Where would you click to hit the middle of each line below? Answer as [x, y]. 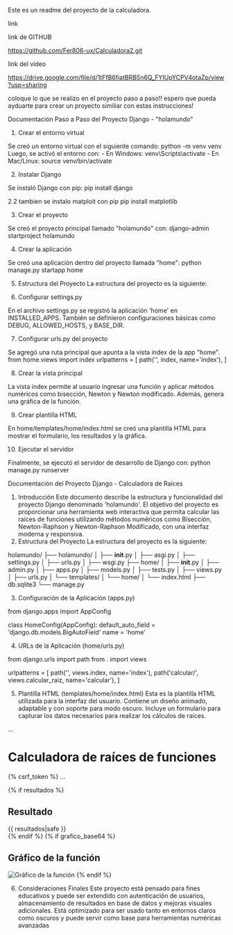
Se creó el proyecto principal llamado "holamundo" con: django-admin [109, 228]
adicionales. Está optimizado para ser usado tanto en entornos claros [117, 910]
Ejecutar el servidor [46, 449]
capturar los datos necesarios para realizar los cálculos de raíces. [112, 716]
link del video [27, 64]
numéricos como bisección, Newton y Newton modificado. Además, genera [116, 394]
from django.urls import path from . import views [77, 659]
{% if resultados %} [36, 790]
